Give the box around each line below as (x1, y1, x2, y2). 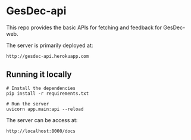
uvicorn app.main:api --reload (6, 106, 84, 112)
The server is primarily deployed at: (6, 42, 93, 49)
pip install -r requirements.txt (6, 91, 89, 97)
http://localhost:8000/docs (6, 128, 76, 134)
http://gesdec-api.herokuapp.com (6, 53, 89, 59)
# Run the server (6, 101, 49, 107)
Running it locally (6, 70, 72, 80)
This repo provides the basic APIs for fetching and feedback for (6, 24, 162, 31)
